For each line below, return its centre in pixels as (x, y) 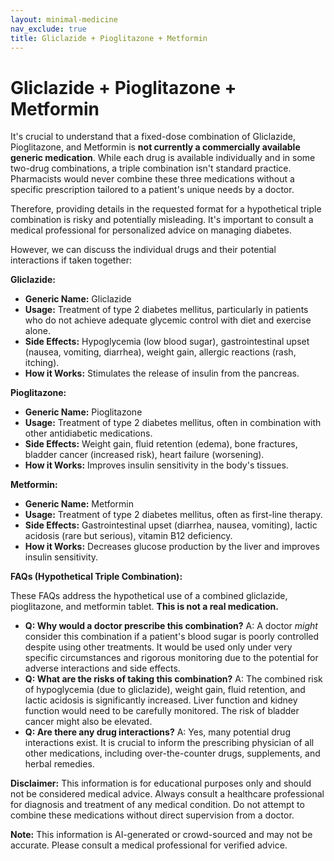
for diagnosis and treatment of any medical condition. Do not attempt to (157, 805)
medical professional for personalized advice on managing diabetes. (151, 230)
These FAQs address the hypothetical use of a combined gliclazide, (149, 596)
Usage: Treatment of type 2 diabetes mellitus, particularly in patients (166, 310)
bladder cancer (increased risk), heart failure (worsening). (144, 455)
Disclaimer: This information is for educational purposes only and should (161, 783)
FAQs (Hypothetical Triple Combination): (96, 577)
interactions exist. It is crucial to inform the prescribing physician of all (169, 743)
